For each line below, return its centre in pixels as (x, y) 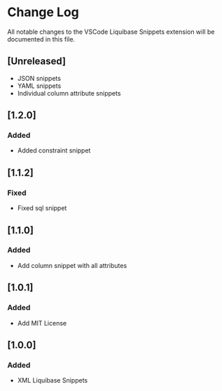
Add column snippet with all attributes (72, 265)
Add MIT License (42, 323)
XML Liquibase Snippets (53, 380)
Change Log (43, 12)
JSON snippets (39, 78)
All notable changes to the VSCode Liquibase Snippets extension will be (111, 32)
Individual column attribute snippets (69, 93)
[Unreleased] (37, 62)
